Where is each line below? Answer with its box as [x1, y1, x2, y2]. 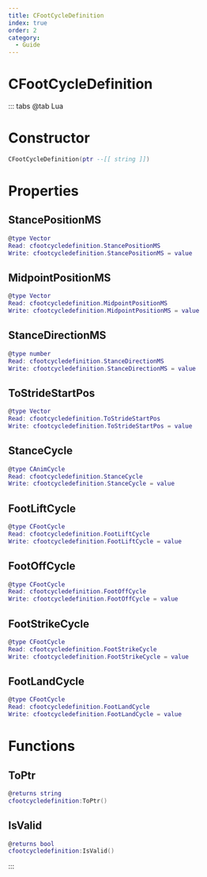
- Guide [15, 41, 41, 49]
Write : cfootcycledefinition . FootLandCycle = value [8, 711, 182, 719]
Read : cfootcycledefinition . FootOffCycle [8, 588, 147, 596]
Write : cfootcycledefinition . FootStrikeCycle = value [8, 653, 190, 661]
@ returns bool [8, 840, 55, 848]
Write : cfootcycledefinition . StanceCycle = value [8, 480, 175, 488]
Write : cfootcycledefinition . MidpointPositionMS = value [8, 307, 200, 315]
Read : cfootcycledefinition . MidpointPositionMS [8, 299, 168, 307]
